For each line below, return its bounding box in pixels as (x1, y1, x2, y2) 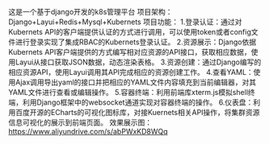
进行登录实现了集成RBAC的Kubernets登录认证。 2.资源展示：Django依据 (15, 37, 257, 47)
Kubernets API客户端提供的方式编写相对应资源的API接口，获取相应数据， (8, 47, 252, 56)
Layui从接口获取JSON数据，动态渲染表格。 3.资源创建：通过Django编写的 (15, 57, 262, 67)
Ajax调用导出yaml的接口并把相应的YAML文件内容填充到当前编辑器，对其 (15, 77, 257, 87)
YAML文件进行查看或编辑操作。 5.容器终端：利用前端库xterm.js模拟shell (8, 88, 249, 97)
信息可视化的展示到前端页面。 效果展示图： (8, 117, 152, 127)
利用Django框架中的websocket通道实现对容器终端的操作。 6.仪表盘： (22, 97, 254, 107)
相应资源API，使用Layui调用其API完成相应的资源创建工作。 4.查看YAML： (8, 68, 254, 76)
